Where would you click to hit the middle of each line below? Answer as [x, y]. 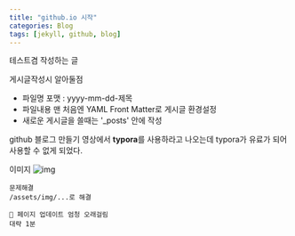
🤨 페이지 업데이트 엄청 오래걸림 [59, 215]
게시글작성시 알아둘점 [46, 79]
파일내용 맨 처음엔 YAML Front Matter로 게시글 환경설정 [120, 110]
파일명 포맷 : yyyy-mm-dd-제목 [77, 98]
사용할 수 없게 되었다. [46, 151]
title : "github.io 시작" [53, 17]
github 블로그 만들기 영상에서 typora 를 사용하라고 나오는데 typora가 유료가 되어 [148, 140]
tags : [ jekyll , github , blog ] [65, 34]
